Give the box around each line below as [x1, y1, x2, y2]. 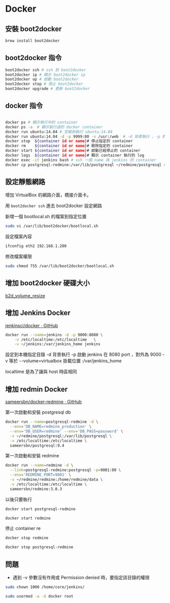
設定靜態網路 [5, 178, 46, 186]
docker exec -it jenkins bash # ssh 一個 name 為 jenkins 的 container [5, 157, 157, 162]
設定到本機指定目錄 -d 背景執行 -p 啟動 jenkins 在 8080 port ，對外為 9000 [5, 351, 162, 358]
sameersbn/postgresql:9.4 [10, 443, 65, 448]
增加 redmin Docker [5, 385, 68, 393]
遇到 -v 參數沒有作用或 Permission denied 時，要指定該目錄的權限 [12, 574, 150, 580]
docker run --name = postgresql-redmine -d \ [5, 419, 99, 424]
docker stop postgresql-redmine [5, 545, 73, 550]
